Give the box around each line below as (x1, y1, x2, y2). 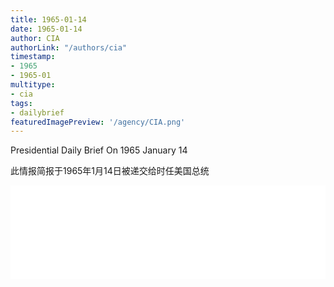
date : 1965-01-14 (10, 24, 83, 34)
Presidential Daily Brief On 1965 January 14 (10, 144, 188, 156)
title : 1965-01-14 (10, 14, 87, 25)
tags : (10, 98, 33, 108)
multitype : (10, 80, 56, 90)
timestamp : (10, 52, 56, 62)
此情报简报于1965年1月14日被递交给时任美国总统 (10, 165, 210, 177)
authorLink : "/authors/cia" (10, 42, 128, 53)
